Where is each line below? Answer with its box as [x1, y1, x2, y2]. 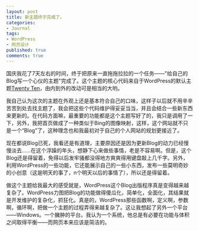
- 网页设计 [6, 42, 30, 48]
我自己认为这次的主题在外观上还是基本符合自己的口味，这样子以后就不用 [6, 97, 182, 104]
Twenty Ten [11, 84, 40, 92]
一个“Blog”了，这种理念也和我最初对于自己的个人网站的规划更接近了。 [11, 127, 182, 134]
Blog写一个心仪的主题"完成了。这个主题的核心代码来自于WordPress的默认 [6, 77, 187, 84]
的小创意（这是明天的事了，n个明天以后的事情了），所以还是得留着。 [6, 169, 173, 176]
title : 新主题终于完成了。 [6, 14, 65, 20]
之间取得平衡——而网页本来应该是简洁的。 [6, 219, 110, 226]
